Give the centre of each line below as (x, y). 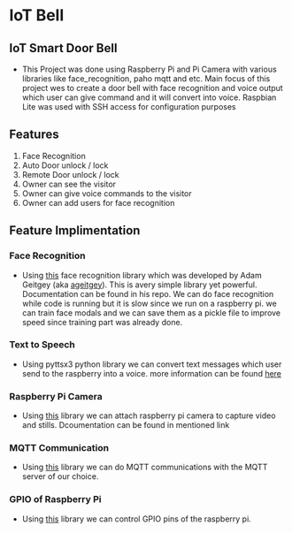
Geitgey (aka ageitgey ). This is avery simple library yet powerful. (139, 285)
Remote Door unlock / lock (70, 174)
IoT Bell (37, 15)
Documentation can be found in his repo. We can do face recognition (148, 293)
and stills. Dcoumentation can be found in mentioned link (126, 425)
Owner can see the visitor (69, 184)
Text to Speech (42, 345)
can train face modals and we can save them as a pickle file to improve (151, 312)
